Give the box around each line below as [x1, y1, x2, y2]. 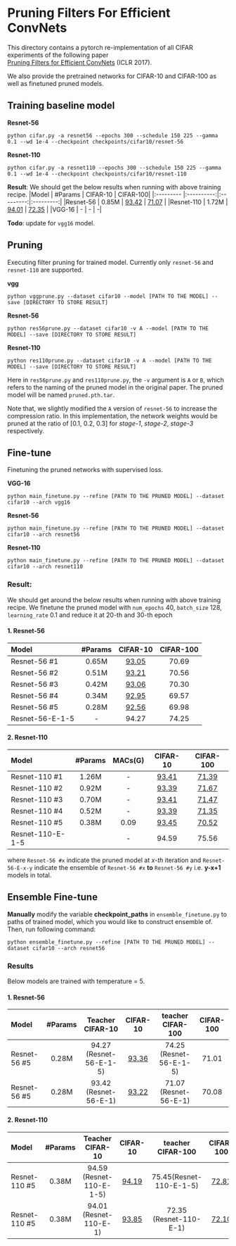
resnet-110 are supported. [7, 266, 84, 274]
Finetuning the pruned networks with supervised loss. [7, 466, 164, 474]
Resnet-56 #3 [11, 679, 58, 689]
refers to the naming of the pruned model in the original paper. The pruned [7, 382, 223, 392]
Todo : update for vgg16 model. [7, 218, 95, 227]
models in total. [7, 871, 52, 880]
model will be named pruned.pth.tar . [7, 390, 115, 399]
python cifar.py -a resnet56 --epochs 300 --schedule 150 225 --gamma [7, 132, 218, 139]
